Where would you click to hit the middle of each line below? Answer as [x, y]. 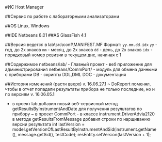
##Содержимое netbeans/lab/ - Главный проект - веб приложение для [78, 64]
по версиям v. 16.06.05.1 [30, 94]
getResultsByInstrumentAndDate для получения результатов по [77, 109]
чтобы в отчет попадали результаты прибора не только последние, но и [80, 89]
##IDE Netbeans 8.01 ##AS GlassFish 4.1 [46, 35]
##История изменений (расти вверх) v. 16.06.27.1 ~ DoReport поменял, [78, 84]
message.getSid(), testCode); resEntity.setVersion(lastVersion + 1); [84, 134]
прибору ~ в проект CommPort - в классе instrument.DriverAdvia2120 [83, 114]
